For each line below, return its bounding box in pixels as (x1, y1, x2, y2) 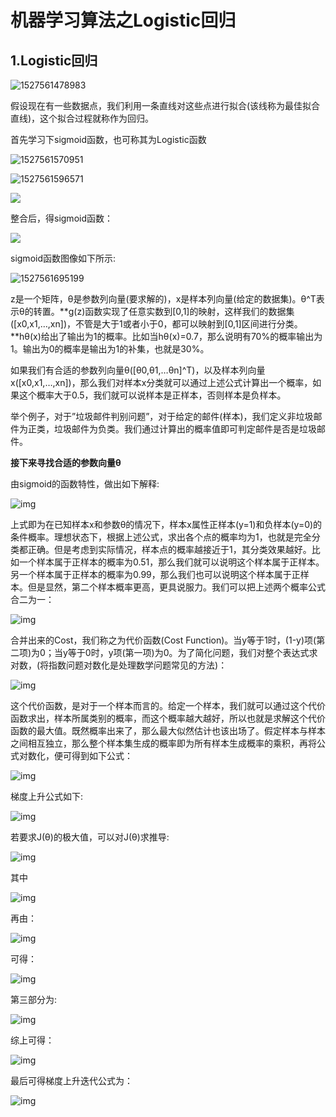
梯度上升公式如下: (10, 791, 84, 802)
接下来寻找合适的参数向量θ (10, 457, 122, 468)
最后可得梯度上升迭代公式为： (10, 1075, 133, 1086)
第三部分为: (10, 994, 58, 1005)
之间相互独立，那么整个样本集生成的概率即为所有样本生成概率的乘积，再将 (10, 737, 317, 749)
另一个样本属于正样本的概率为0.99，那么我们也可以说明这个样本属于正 (10, 569, 301, 580)
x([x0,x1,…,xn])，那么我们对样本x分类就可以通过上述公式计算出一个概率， (10, 377, 313, 388)
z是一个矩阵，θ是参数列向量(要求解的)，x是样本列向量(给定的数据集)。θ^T (10, 293, 317, 305)
